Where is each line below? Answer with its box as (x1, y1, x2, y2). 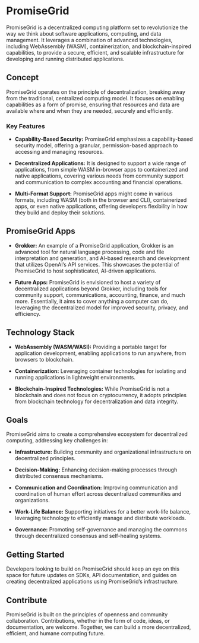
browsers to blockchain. (14, 356, 74, 363)
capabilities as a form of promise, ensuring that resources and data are (6, 101, 180, 108)
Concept (6, 72, 39, 83)
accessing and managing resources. (14, 148, 104, 156)
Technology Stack (6, 328, 75, 338)
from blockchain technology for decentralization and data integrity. (14, 398, 179, 405)
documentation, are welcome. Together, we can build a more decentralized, (6, 623, 191, 631)
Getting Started (6, 549, 65, 559)
